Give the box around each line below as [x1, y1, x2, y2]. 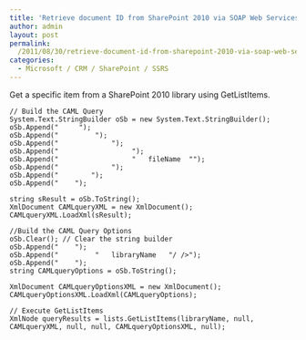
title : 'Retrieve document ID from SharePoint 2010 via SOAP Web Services [9, 13, 300, 23]
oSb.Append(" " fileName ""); [9, 154, 206, 164]
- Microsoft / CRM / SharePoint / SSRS [17, 65, 169, 74]
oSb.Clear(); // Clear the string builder [9, 234, 173, 243]
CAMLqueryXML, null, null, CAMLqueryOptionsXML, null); [9, 322, 226, 331]
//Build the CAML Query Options [9, 226, 132, 235]
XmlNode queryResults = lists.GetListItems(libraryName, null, [9, 314, 255, 324]
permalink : [9, 38, 51, 48]
